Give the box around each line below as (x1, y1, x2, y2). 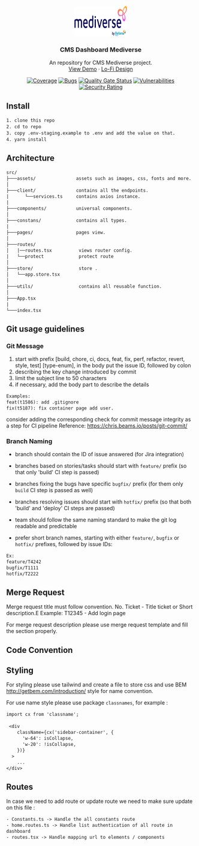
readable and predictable (14, 523, 77, 530)
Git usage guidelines (6, 324, 85, 334)
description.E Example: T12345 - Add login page (6, 610, 126, 617)
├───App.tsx (6, 296, 36, 302)
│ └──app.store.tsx (6, 272, 61, 278)
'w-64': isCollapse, (22, 736, 74, 742)
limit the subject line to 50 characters (14, 375, 107, 382)
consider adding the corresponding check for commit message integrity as (6, 416, 191, 423)
